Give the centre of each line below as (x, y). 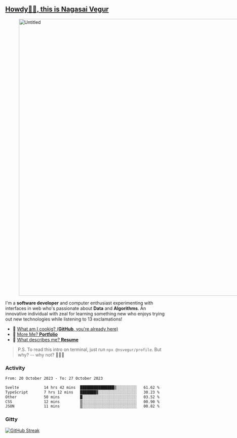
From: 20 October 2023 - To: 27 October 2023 (54, 379)
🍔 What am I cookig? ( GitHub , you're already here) (65, 329)
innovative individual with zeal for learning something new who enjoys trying (85, 313)
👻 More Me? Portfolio (35, 334)
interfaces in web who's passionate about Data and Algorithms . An (76, 308)
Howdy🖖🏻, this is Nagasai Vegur (57, 9)
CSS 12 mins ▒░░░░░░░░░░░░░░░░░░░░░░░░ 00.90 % (82, 402)
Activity (15, 368)
